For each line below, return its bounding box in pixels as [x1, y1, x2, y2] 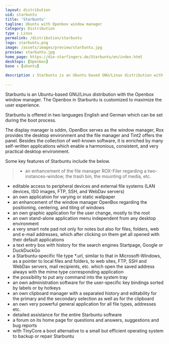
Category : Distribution [5, 26, 55, 31]
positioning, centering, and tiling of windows [12, 204, 105, 210]
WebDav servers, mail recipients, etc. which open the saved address [12, 263, 155, 269]
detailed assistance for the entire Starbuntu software [12, 311, 122, 318]
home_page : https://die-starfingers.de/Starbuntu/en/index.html [5, 54, 143, 60]
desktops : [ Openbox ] [5, 59, 49, 64]
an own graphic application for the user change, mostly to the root [12, 210, 150, 216]
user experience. [5, 102, 40, 108]
